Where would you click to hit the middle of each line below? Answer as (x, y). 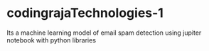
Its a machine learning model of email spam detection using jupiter (104, 33)
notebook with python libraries (52, 40)
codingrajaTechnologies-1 (85, 13)
